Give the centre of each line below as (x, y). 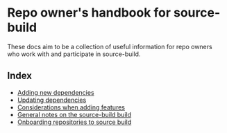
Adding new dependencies (56, 92)
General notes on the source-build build (74, 114)
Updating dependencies (52, 100)
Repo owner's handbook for (89, 13)
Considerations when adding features (71, 107)
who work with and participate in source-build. (74, 54)
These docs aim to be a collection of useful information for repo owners (110, 46)
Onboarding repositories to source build (74, 122)
